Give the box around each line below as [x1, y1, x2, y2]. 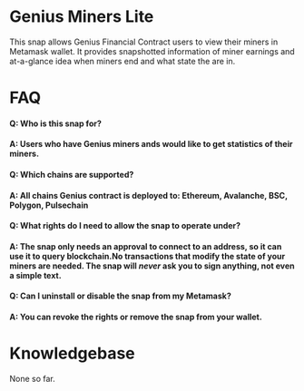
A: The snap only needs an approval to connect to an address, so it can [9, 240, 282, 251]
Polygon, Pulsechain [9, 200, 89, 210]
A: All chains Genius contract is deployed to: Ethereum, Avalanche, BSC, [9, 190, 288, 200]
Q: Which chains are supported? [9, 169, 134, 180]
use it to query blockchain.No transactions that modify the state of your [9, 250, 286, 261]
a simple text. [9, 269, 62, 280]
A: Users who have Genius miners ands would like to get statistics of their [9, 139, 293, 150]
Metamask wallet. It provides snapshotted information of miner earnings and [9, 45, 295, 56]
